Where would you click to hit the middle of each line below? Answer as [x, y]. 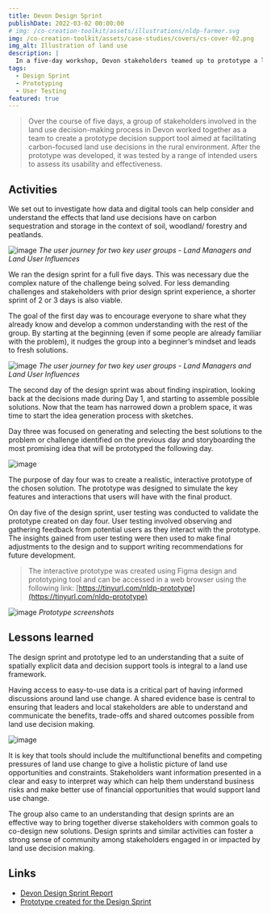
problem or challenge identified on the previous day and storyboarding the [132, 440]
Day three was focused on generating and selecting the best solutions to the [135, 432]
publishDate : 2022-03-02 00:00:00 [67, 23]
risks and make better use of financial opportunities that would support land [134, 789]
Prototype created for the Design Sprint [85, 901]
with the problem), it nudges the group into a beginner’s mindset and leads [132, 342]
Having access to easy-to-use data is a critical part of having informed [126, 690]
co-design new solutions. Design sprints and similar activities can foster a [131, 831]
